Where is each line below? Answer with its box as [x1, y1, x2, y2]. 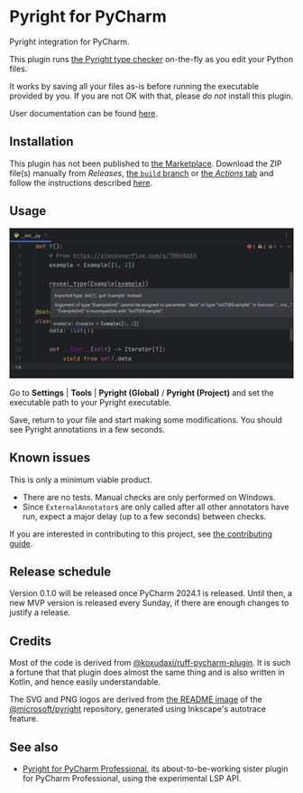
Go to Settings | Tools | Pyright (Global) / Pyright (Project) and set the [9, 387, 274, 398]
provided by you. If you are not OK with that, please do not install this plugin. [9, 90, 293, 101]
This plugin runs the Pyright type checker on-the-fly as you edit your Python [9, 53, 294, 64]
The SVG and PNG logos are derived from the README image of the [9, 694, 263, 705]
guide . [9, 537, 33, 548]
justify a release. [9, 607, 71, 618]
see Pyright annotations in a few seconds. [9, 424, 165, 434]
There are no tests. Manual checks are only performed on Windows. [22, 491, 276, 502]
